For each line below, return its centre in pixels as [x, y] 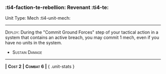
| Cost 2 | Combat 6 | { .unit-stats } [40, 67]
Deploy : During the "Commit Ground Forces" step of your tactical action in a [82, 32]
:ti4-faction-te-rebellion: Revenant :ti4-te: [57, 7]
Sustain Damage [27, 52]
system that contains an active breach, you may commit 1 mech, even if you [82, 37]
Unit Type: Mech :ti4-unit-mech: [38, 18]
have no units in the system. [34, 43]
